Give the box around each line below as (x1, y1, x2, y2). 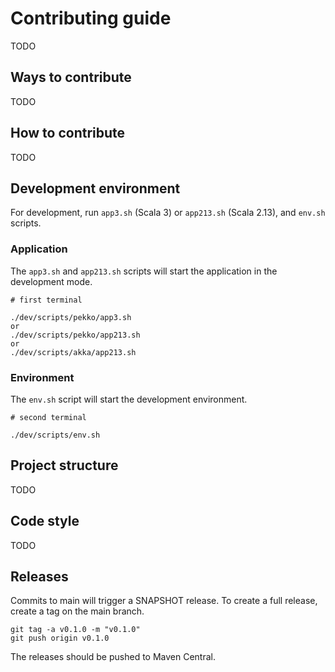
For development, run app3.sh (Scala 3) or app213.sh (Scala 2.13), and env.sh (10, 207, 326, 219)
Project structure (10, 457, 119, 474)
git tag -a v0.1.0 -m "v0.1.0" (10, 625, 141, 635)
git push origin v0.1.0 (10, 633, 110, 644)
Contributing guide (10, 7, 172, 30)
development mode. (10, 275, 93, 287)
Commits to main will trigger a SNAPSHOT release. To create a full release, (10, 595, 318, 607)
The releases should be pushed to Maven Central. (10, 651, 216, 663)
